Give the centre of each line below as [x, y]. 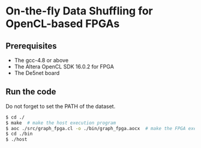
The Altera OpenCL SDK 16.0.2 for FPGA [64, 67]
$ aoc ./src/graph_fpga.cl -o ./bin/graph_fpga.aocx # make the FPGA [96, 128]
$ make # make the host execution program [61, 123]
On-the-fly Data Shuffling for [79, 11]
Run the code [31, 92]
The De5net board [37, 73]
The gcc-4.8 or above [41, 60]
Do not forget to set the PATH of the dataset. [61, 106]
